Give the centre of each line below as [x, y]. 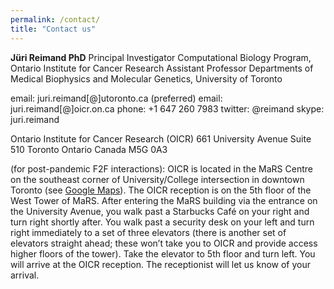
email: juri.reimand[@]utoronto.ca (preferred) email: [116, 98]
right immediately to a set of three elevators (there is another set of [148, 232]
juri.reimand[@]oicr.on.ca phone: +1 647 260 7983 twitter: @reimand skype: [167, 108]
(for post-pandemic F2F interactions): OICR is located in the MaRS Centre [161, 168]
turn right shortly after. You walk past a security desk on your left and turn [162, 222]
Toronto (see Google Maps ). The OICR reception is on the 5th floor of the [161, 190]
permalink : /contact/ [55, 19]
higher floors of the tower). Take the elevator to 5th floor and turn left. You [163, 253]
